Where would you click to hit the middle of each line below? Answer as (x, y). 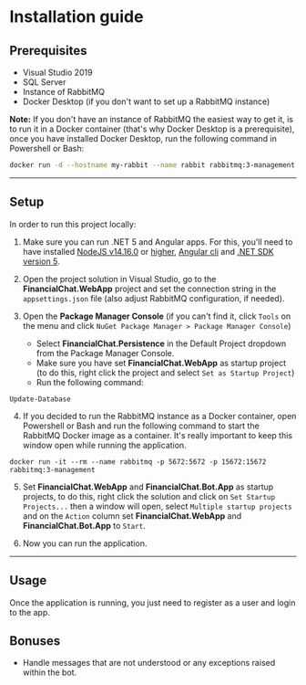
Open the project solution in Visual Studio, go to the (119, 279)
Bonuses (35, 641)
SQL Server (44, 82)
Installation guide (76, 17)
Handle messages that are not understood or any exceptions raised (149, 663)
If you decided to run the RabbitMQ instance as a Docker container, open (159, 416)
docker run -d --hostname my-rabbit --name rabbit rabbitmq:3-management (153, 165)
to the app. (30, 612)
